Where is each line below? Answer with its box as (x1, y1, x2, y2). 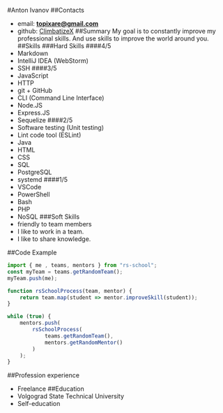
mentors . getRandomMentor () (44, 339, 123, 346)
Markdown (17, 49, 49, 57)
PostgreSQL (17, 168, 52, 176)
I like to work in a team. (17, 227, 84, 236)
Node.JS (17, 101, 43, 109)
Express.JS (17, 108, 50, 117)
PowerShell (17, 190, 50, 198)
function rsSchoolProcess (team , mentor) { (7, 287, 132, 294)
